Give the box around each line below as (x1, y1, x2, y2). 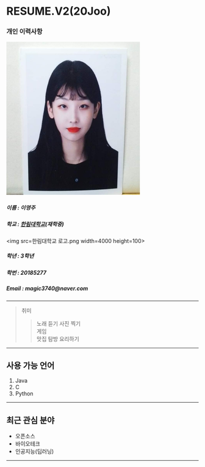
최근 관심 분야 (6, 415, 55, 425)
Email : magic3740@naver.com (6, 285, 88, 292)
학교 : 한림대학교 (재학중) (6, 220, 64, 228)
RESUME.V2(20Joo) (6, 4, 111, 18)
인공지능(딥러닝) (15, 448, 54, 455)
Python (15, 390, 34, 397)
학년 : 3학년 (6, 252, 34, 260)
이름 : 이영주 (6, 204, 35, 212)
